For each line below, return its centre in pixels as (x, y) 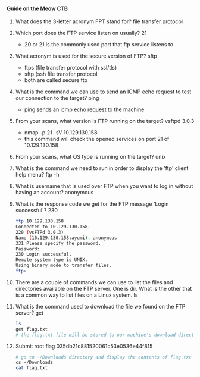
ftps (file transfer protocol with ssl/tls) (71, 68)
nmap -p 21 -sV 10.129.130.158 (61, 133)
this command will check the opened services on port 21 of (97, 139)
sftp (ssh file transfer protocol (61, 74)
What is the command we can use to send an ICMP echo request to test (103, 92)
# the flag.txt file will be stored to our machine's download (96, 335)
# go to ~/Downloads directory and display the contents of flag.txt (104, 357)
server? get (29, 313)
